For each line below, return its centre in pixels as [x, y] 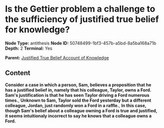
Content [18, 73]
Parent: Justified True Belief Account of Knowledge [57, 57]
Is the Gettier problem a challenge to [80, 9]
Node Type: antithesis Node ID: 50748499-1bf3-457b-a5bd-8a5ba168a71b [81, 43]
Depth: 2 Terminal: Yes [29, 48]
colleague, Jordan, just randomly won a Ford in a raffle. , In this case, [76, 105]
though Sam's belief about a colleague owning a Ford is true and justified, [81, 110]
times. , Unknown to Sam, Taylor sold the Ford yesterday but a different [78, 100]
